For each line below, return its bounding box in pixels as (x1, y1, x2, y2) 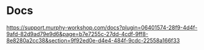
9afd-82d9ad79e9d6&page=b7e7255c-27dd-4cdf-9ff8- (6, 30, 149, 37)
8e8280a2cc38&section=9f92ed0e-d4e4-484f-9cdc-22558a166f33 (6, 37, 180, 44)
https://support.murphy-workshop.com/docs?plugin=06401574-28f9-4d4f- (6, 24, 198, 31)
